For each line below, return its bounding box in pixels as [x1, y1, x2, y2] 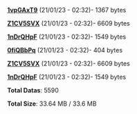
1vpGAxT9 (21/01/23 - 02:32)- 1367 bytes [7, 6, 127, 14]
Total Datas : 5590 [7, 86, 59, 94]
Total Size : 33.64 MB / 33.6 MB [7, 99, 97, 108]
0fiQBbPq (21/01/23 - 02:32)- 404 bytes [7, 46, 123, 54]
